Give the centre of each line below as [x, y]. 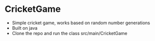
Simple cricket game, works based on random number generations [81, 23]
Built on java [25, 28]
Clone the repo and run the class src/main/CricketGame [69, 33]
